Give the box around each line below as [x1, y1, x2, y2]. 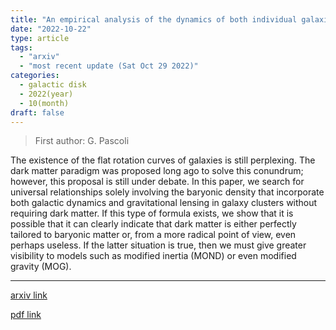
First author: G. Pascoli [34, 135, 130, 147]
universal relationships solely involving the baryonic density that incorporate [10, 186, 325, 198]
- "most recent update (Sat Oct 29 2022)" [19, 61, 199, 71]
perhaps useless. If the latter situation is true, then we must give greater [10, 239, 307, 251]
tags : [10, 42, 33, 53]
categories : [10, 71, 60, 81]
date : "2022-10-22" [10, 24, 92, 34]
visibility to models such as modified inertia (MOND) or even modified [10, 250, 297, 262]
